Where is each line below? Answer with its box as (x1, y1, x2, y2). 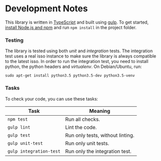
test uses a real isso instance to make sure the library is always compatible (5, 53, 156, 59)
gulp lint (7, 124, 30, 130)
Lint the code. (65, 124, 97, 130)
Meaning (89, 107, 110, 114)
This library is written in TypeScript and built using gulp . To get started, (5, 19, 149, 25)
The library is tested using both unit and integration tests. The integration (5, 48, 153, 54)
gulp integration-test (7, 148, 60, 154)
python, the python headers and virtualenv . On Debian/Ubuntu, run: (5, 64, 142, 69)
